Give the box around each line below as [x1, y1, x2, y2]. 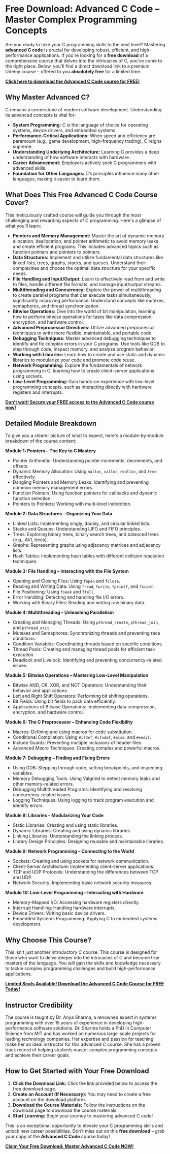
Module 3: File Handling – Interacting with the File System [5, 568, 129, 574]
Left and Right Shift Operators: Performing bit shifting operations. [12, 693, 149, 699]
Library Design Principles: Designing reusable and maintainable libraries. [12, 838, 165, 845]
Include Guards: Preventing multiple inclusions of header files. [12, 740, 143, 746]
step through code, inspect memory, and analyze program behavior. [12, 346, 155, 352]
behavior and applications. [12, 688, 69, 694]
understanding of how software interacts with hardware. [12, 154, 130, 160]
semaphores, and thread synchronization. [12, 303, 100, 309]
